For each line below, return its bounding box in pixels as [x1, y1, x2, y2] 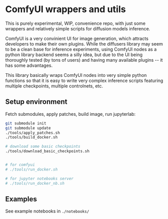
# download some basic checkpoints [5, 144, 81, 149]
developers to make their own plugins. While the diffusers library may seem [5, 40, 163, 47]
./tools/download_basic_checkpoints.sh [5, 149, 90, 154]
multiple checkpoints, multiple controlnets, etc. [5, 82, 103, 89]
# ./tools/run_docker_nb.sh [5, 181, 65, 186]
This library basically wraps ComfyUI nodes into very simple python [5, 72, 147, 78]
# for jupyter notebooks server [5, 176, 74, 181]
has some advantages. [5, 62, 53, 68]
